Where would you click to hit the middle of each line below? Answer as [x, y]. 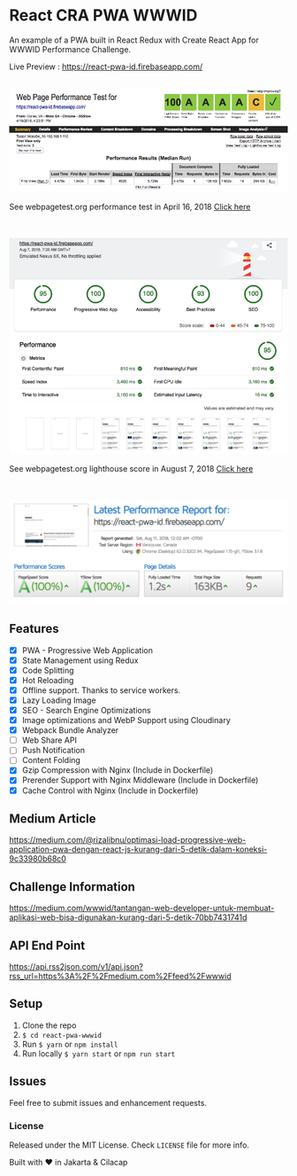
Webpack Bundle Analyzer [70, 730]
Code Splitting [48, 670]
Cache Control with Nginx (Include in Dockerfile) [110, 790]
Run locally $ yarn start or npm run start [99, 1053]
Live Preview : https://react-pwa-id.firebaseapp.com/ [106, 66]
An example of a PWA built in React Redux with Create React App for [134, 40]
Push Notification [53, 751]
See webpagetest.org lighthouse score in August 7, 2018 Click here [131, 469]
